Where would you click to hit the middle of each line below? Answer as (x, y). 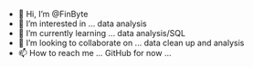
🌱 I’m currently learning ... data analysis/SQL (101, 33)
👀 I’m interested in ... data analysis (83, 24)
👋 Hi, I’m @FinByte (53, 14)
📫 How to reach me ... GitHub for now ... (95, 53)
